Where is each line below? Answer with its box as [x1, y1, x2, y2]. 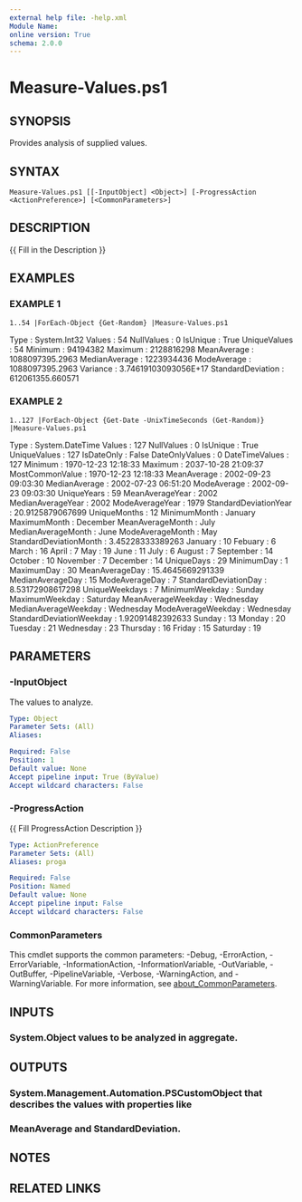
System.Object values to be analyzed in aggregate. [9, 1032, 238, 1044]
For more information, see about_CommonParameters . [75, 978, 278, 989]
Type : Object [9, 714, 59, 723]
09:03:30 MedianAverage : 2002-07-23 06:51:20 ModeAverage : [9, 477, 250, 489]
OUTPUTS [9, 1059, 68, 1074]
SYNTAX [9, 164, 61, 179]
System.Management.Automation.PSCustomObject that [9, 1086, 263, 1099]
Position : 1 [9, 755, 54, 765]
